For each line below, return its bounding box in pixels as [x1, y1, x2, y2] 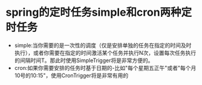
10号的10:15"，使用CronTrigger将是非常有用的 [14, 72, 129, 79]
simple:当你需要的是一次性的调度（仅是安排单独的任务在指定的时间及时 [14, 42, 192, 49]
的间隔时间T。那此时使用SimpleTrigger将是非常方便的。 [14, 57, 154, 64]
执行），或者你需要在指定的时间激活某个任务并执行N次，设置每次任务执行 [14, 49, 197, 56]
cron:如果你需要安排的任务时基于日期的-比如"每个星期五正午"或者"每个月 [14, 64, 197, 71]
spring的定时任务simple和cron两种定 [5, 5, 192, 19]
